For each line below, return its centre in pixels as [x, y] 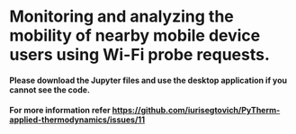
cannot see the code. [49, 89]
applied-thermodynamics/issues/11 [77, 120]
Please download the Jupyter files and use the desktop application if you [148, 80]
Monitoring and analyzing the [121, 17]
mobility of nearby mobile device [135, 36]
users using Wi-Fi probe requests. [139, 55]
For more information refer [60, 111]
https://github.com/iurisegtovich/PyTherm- [196, 111]
